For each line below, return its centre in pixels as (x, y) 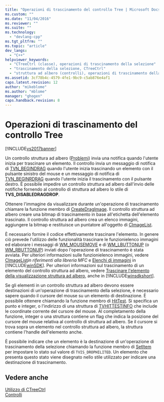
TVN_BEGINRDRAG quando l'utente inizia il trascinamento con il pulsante (78, 179)
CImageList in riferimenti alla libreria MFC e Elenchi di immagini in (71, 260)
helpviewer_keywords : (27, 60)
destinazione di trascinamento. (36, 362)
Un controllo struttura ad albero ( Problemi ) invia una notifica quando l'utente (82, 158)
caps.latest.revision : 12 (31, 82)
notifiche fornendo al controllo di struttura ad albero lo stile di (67, 189)
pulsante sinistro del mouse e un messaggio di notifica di (62, 174)
